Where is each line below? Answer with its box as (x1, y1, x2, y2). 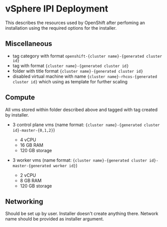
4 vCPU (20, 137, 37, 143)
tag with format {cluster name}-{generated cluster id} (12, 62, 129, 68)
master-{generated (12, 163, 51, 168)
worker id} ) (53, 162, 78, 168)
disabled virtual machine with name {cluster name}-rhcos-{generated (12, 73, 157, 79)
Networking (5, 197, 44, 206)
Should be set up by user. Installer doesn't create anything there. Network (5, 210, 158, 216)
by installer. (5, 111, 29, 118)
